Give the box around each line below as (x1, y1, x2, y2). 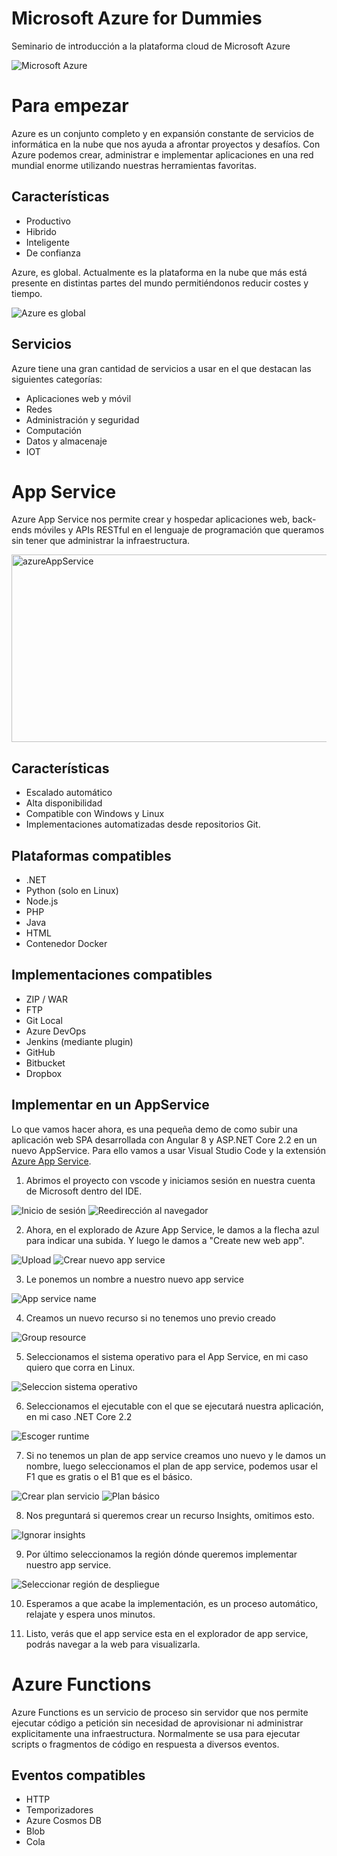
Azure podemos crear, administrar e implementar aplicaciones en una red (11, 148, 314, 161)
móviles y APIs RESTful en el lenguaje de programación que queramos (34, 524, 325, 536)
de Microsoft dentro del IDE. (25, 1185, 143, 1197)
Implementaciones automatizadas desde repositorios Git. (25, 818, 261, 831)
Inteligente (25, 236, 70, 248)
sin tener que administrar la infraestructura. (11, 535, 191, 547)
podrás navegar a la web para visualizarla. (25, 1638, 201, 1650)
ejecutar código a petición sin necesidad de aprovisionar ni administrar (11, 1717, 304, 1729)
